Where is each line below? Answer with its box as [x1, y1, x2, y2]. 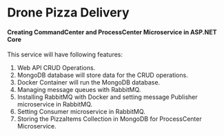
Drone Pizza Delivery [7, 5, 130, 21]
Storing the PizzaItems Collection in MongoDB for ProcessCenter [17, 115, 202, 123]
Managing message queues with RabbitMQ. [17, 86, 141, 94]
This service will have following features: [7, 50, 123, 59]
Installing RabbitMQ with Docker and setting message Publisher [17, 93, 198, 101]
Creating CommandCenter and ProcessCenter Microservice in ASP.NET [7, 27, 217, 36]
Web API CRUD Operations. [17, 64, 96, 72]
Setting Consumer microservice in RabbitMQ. [17, 108, 146, 116]
